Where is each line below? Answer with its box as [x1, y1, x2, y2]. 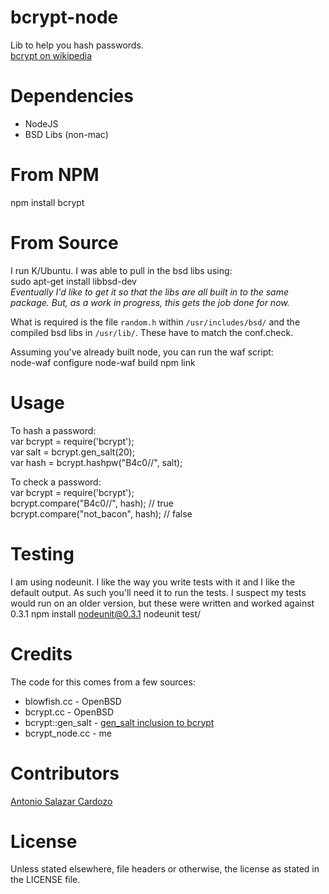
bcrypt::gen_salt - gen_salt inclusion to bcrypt [24, 716, 215, 728]
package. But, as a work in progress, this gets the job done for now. [10, 296, 290, 308]
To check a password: [10, 476, 102, 488]
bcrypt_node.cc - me [24, 727, 112, 739]
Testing [10, 542, 75, 565]
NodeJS [24, 117, 59, 130]
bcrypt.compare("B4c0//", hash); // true [10, 497, 175, 509]
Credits [10, 642, 73, 665]
